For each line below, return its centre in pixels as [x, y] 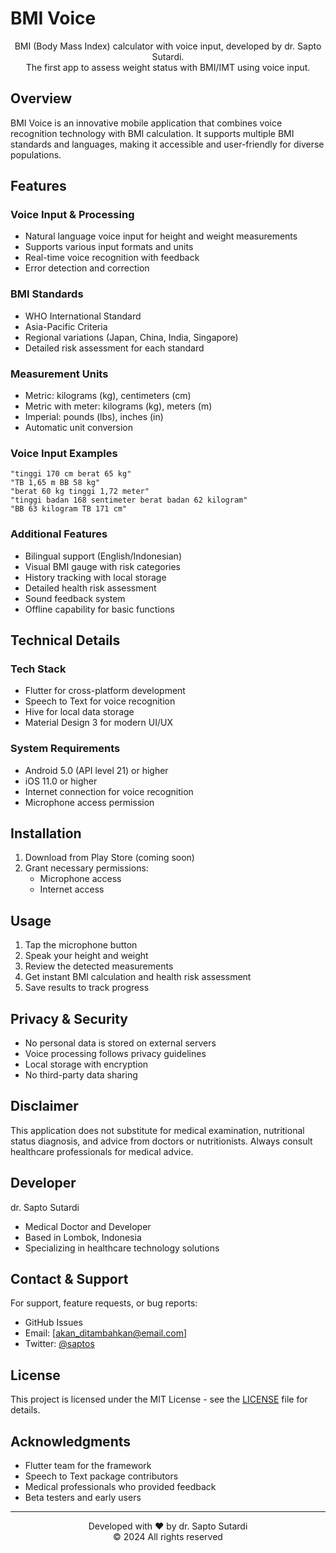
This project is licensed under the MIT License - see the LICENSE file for [159, 1399]
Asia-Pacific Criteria [66, 326]
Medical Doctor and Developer [88, 1226]
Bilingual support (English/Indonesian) [103, 556]
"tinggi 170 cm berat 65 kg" [71, 474]
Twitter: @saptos [59, 1344]
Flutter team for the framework [88, 1466]
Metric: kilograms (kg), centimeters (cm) [108, 396]
